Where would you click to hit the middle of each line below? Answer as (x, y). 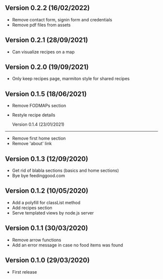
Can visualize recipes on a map (43, 52)
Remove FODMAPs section (39, 106)
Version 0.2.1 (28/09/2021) (47, 40)
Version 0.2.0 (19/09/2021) (47, 67)
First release (24, 272)
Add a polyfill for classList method (46, 202)
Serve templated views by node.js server (53, 213)
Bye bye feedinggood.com (39, 176)
